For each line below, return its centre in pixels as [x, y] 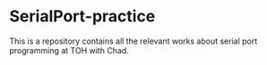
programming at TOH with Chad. [69, 50]
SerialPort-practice [82, 16]
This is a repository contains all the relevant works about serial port [133, 41]
